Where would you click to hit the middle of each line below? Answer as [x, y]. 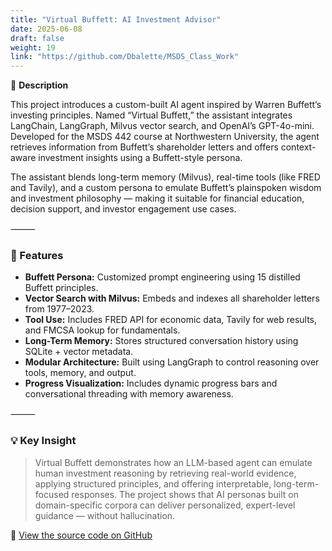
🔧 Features [37, 256]
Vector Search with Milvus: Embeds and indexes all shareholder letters [172, 298]
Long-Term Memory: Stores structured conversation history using [161, 341]
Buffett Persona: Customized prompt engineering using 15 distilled [162, 277]
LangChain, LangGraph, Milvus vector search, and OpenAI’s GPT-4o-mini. [162, 126]
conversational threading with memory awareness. [129, 394]
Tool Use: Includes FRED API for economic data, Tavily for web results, [171, 320]
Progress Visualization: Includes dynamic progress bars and [151, 383]
